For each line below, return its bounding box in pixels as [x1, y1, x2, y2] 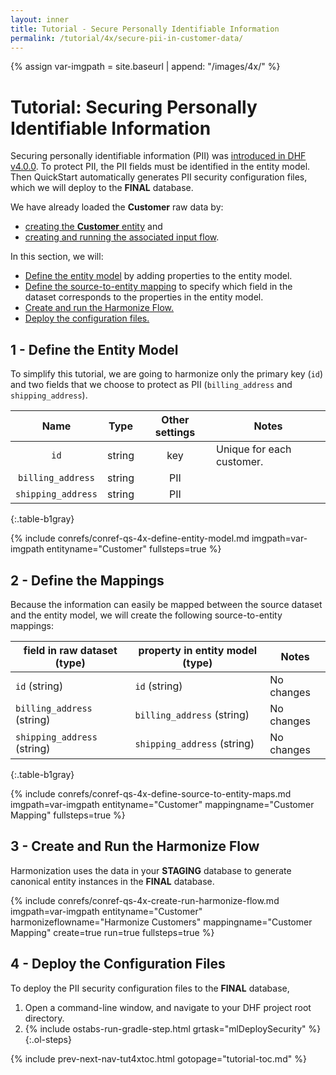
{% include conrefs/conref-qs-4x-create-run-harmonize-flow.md [10, 894, 280, 906]
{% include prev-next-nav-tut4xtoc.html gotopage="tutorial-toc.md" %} [10, 1052, 307, 1065]
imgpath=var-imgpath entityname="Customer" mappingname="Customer [10, 798, 315, 810]
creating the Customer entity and [24, 221, 163, 233]
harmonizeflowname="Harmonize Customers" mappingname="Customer [10, 916, 313, 928]
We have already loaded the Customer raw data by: [10, 201, 224, 213]
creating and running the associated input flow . [24, 231, 220, 243]
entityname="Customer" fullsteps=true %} [46, 543, 222, 555]
